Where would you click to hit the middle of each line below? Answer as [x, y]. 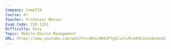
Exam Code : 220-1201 [27, 24]
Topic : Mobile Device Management [41, 34]
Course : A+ [17, 15]
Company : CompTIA [24, 10]
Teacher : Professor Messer [34, 19]
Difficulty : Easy [24, 29]
